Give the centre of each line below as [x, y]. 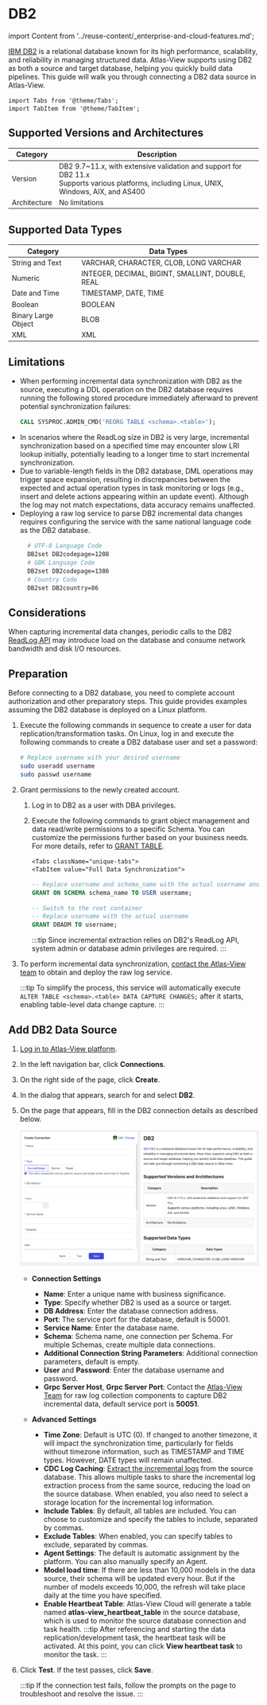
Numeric [26, 278]
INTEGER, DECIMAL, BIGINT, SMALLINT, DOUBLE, [164, 274]
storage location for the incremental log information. [129, 1503]
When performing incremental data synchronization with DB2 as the [131, 381]
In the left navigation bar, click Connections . [93, 1064]
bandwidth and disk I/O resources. [65, 648]
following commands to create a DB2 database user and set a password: [139, 742]
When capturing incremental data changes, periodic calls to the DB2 [120, 632]
